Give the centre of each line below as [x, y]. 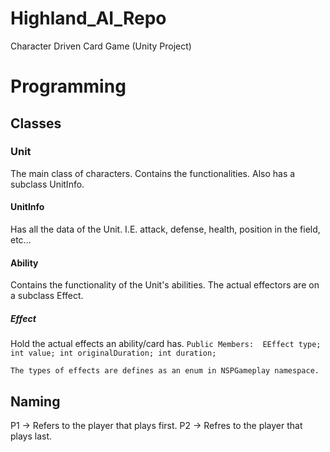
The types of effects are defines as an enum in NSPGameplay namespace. [165, 371]
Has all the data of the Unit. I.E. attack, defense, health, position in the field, [165, 229]
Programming [68, 86]
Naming [35, 401]
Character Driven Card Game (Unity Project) [101, 46]
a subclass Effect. [47, 296]
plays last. [31, 436]
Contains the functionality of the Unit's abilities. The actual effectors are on [165, 285]
